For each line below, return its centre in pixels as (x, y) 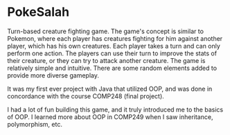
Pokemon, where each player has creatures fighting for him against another (115, 38)
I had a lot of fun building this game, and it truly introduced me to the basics (115, 109)
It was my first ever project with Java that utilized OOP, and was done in (110, 89)
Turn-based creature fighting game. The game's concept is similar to (106, 31)
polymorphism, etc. (35, 124)
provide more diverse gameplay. (53, 75)
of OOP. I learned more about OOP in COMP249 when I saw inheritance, (110, 117)
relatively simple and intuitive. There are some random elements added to (112, 68)
